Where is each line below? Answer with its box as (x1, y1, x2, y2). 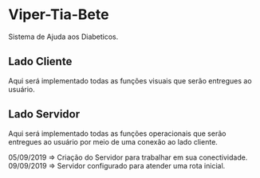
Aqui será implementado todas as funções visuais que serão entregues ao (8, 75, 253, 85)
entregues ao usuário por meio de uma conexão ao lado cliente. (8, 137, 218, 146)
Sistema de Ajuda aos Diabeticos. (8, 32, 119, 41)
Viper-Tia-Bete (8, 6, 109, 24)
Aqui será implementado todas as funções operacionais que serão (8, 129, 227, 138)
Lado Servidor (8, 107, 81, 121)
